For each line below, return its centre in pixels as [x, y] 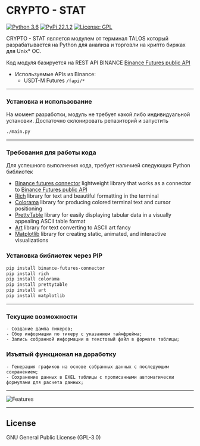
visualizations [32, 240]
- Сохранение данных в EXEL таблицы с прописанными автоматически [90, 377]
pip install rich [28, 274]
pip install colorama [33, 279]
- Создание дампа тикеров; [40, 329]
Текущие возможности [42, 316]
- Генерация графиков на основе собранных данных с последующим [87, 367]
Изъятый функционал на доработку [61, 354]
